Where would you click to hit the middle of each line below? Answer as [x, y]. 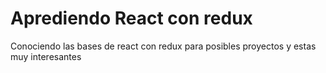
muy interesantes [46, 56]
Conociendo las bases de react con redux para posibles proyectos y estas [163, 46]
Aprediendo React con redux [131, 18]
